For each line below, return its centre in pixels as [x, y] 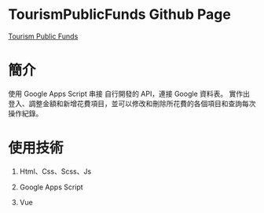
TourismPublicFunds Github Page [120, 15]
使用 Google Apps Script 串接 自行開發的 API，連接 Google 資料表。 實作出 [129, 94]
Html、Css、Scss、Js [55, 171]
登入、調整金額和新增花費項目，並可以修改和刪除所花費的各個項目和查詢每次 [132, 103]
